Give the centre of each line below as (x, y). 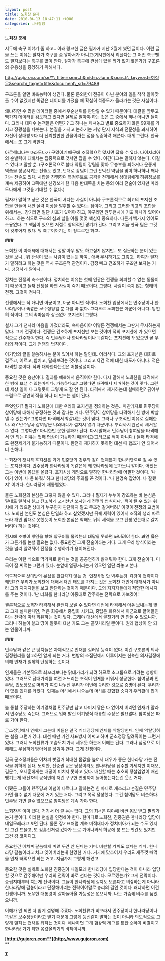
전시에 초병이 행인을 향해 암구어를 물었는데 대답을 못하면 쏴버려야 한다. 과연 (77, 537)
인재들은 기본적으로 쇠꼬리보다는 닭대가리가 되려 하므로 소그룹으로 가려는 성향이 (82, 672)
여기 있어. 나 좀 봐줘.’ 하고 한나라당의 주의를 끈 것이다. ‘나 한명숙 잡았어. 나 (76, 478)
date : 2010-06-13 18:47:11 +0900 (39, 19)
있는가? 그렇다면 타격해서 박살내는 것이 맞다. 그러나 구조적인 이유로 (80, 419)
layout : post (18, 10)
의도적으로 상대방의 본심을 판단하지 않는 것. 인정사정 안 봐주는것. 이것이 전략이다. (82, 576)
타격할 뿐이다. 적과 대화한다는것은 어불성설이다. (50, 367)
